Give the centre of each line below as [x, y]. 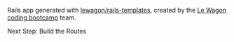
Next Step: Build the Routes [47, 31]
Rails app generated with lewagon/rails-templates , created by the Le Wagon [117, 10]
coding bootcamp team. [42, 17]
